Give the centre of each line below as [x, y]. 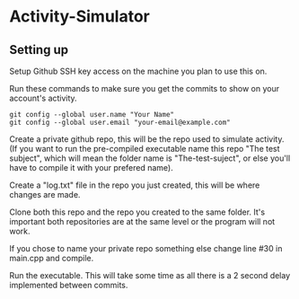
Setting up [39, 50]
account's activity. [44, 98]
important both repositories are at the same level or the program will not [142, 221]
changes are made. [45, 194]
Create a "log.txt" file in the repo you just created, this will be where [135, 185]
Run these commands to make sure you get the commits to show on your [145, 88]
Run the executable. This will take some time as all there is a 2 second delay [150, 275]
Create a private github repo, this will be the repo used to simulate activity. [147, 139]
